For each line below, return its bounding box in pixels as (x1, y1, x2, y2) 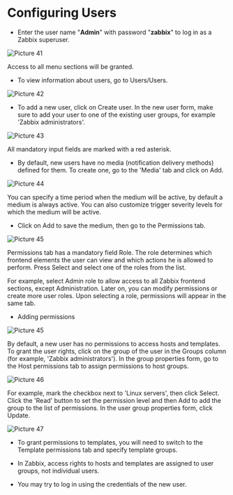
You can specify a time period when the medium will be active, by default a (7, 193, 223, 201)
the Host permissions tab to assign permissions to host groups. (7, 362, 190, 370)
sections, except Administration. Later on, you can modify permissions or (7, 284, 218, 293)
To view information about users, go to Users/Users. (17, 75, 168, 84)
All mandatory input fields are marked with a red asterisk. (7, 145, 172, 153)
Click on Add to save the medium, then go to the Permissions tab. (17, 221, 206, 230)
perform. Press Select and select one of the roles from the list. (7, 263, 186, 272)
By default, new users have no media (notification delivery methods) (17, 158, 214, 167)
